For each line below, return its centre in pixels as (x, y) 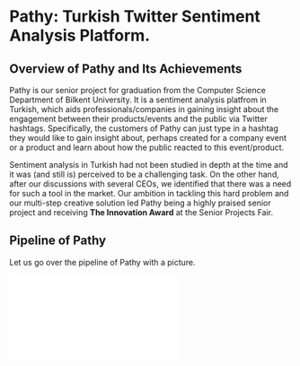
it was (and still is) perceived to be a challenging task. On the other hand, (145, 174)
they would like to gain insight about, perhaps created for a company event (148, 138)
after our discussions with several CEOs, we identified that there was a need (150, 184)
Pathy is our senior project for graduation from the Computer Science (138, 90)
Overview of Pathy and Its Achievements (126, 69)
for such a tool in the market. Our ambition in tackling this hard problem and (149, 193)
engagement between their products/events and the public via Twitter (138, 119)
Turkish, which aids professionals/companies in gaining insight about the (144, 109)
